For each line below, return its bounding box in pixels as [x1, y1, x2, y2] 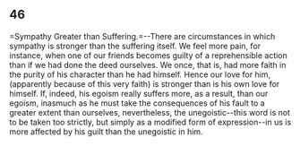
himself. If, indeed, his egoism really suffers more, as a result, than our [9, 88, 269, 99]
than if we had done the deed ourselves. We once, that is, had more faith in [9, 59, 287, 70]
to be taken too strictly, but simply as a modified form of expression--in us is [9, 116, 292, 127]
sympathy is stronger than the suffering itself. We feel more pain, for [9, 40, 261, 51]
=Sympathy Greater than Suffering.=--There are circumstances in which [9, 30, 276, 41]
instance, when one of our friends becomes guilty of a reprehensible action [9, 49, 288, 61]
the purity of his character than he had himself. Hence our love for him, [9, 69, 271, 80]
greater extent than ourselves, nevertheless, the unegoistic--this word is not [9, 107, 291, 117]
